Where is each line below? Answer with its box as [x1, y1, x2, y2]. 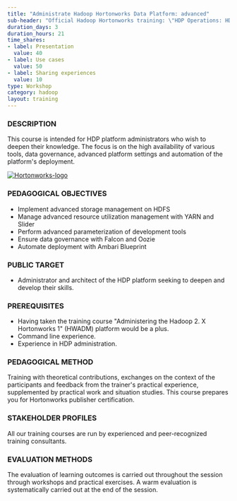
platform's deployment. [7, 157, 75, 166]
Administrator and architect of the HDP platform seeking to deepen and [17, 276, 225, 284]
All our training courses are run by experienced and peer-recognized [7, 429, 207, 437]
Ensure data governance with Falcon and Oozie [17, 234, 155, 243]
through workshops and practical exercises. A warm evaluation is [7, 478, 197, 487]
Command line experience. [17, 332, 97, 341]
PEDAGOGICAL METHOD [7, 357, 94, 367]
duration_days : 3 [7, 23, 59, 30]
